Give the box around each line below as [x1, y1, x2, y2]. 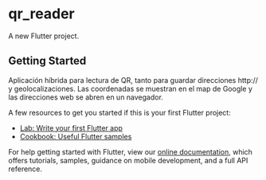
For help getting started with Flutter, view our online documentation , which [8, 147, 253, 156]
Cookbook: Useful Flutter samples [19, 131, 132, 141]
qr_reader [8, 5, 75, 23]
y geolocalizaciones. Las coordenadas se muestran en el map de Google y [8, 84, 253, 93]
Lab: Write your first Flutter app [19, 123, 123, 132]
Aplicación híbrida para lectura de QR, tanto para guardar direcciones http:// [8, 75, 259, 84]
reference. [8, 164, 42, 174]
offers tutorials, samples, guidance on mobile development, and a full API [8, 155, 248, 165]
